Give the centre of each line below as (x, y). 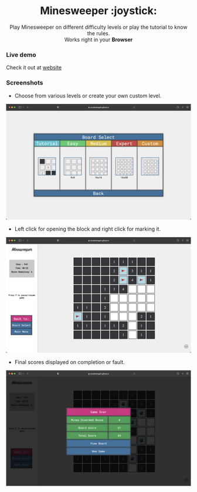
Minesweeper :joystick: (98, 11)
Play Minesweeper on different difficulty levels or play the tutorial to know (98, 27)
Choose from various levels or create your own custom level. (88, 96)
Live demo (21, 55)
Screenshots (25, 83)
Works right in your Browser (98, 39)
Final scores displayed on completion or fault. (69, 362)
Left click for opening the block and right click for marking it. (88, 229)
